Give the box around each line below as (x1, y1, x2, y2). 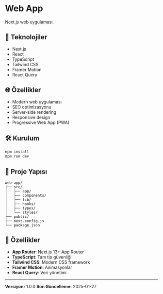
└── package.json (5, 223, 40, 227)
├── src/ (5, 184, 23, 190)
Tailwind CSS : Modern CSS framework (12, 259, 90, 265)
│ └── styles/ (5, 210, 38, 215)
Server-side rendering (12, 109, 57, 115)
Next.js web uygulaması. (5, 19, 54, 25)
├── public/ (5, 214, 29, 219)
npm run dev (5, 154, 29, 159)
